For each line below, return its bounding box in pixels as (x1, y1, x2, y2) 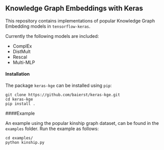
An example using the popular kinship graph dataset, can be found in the (5, 120, 159, 126)
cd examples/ (5, 136, 33, 141)
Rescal (12, 54, 27, 60)
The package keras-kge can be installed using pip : (5, 82, 112, 89)
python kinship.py (5, 140, 45, 145)
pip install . (5, 101, 36, 106)
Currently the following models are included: (5, 33, 99, 39)
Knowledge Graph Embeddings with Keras (5, 4, 143, 13)
